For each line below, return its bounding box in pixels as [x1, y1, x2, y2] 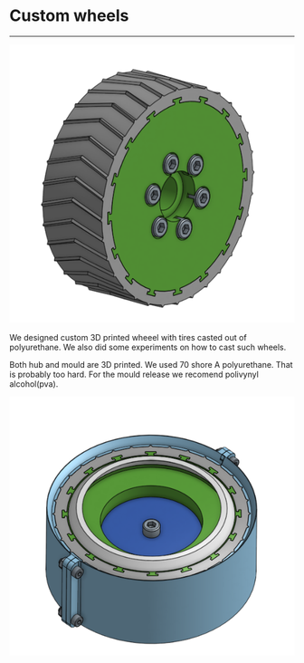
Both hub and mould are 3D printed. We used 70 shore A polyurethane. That [9, 359, 293, 370]
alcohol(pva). [9, 378, 59, 389]
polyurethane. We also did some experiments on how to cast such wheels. [9, 341, 287, 352]
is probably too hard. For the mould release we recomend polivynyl [9, 369, 260, 380]
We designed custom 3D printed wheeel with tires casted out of [9, 331, 247, 342]
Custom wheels [9, 5, 129, 26]
